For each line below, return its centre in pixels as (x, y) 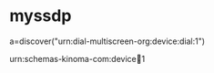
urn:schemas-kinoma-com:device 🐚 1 (77, 58)
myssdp (41, 16)
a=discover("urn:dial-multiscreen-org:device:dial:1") (107, 41)
